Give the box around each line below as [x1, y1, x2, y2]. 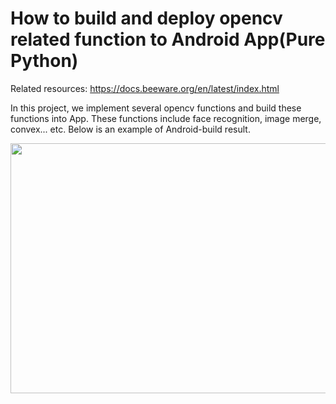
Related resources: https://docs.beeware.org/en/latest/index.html [10, 82, 280, 94]
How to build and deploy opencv [10, 7, 283, 30]
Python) [10, 50, 79, 72]
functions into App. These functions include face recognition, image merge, [10, 112, 322, 124]
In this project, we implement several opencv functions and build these [10, 102, 302, 114]
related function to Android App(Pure [10, 28, 326, 51]
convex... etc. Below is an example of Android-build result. [10, 123, 251, 135]
